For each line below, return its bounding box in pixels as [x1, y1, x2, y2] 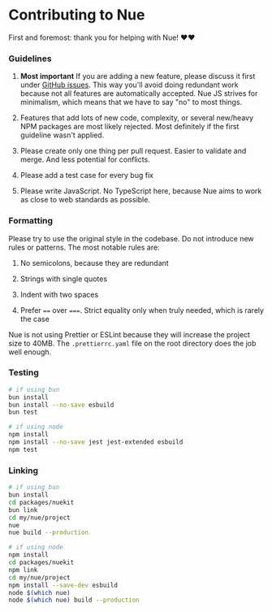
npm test [8, 445, 38, 454]
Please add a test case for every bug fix [19, 171, 154, 180]
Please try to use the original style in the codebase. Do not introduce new [8, 233, 254, 243]
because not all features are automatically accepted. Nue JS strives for [19, 89, 258, 98]
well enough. [8, 347, 52, 357]
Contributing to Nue [8, 6, 145, 24]
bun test [8, 408, 38, 416]
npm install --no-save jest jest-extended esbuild [8, 438, 183, 446]
